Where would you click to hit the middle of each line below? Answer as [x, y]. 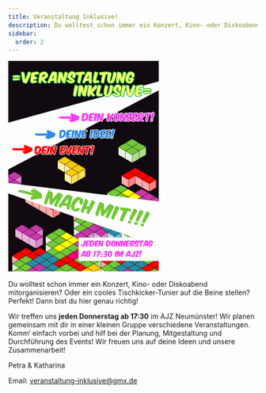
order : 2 [30, 42]
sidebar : [23, 33]
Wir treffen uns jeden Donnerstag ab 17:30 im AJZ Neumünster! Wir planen [131, 316]
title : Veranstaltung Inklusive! [63, 17]
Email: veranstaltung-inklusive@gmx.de [73, 381]
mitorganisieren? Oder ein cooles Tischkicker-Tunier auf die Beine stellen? [129, 292]
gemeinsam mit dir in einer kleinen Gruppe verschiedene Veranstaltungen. [129, 325]
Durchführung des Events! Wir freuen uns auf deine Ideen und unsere [122, 341]
